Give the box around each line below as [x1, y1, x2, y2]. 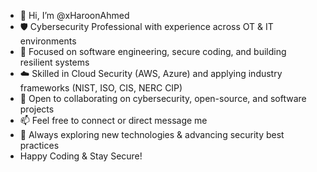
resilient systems [19, 56, 90, 68]
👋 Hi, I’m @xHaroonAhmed [19, 10, 130, 21]
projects [19, 103, 55, 115]
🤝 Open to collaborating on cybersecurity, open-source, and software [19, 93, 307, 104]
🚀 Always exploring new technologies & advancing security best [19, 129, 285, 140]
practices [19, 140, 60, 151]
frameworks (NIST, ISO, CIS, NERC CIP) [19, 82, 183, 94]
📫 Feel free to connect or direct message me [19, 115, 208, 126]
